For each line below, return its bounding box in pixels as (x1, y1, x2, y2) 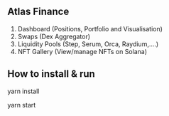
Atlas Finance (7, 6, 70, 18)
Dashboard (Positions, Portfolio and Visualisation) (17, 24, 163, 33)
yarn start (7, 100, 36, 109)
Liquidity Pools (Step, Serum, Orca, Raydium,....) (17, 39, 159, 48)
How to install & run (7, 68, 96, 80)
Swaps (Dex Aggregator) (17, 32, 91, 41)
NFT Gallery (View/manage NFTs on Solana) (17, 47, 148, 56)
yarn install (7, 87, 40, 95)
